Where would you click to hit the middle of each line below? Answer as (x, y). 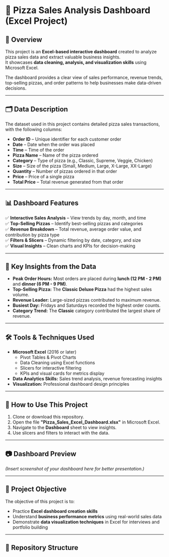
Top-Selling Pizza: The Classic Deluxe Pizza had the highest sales (82, 290)
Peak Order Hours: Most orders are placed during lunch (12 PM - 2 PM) (87, 278)
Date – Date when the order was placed (54, 144)
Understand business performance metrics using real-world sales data (87, 516)
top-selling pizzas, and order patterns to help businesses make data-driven (83, 83)
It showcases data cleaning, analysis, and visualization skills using (76, 62)
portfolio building (30, 527)
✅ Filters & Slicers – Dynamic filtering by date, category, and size (73, 240)
